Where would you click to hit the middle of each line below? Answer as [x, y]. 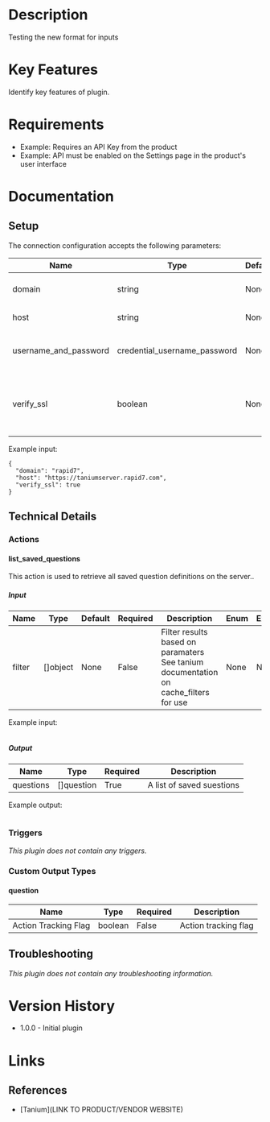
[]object [58, 668]
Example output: [35, 805]
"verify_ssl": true [48, 485]
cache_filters [185, 693]
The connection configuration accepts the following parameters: [115, 245]
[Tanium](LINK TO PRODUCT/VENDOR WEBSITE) [101, 1110]
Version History [61, 1006]
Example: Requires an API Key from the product [98, 147]
